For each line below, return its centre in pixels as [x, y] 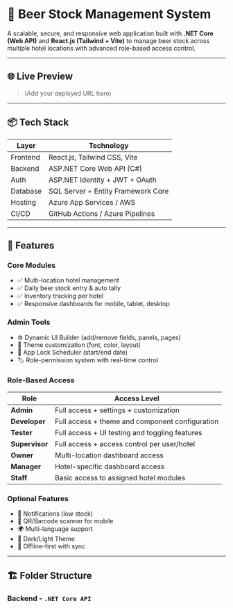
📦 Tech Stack [38, 123]
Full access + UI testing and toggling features [129, 432]
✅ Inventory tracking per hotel [60, 296]
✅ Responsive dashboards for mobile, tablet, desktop [93, 304]
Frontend [25, 157]
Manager [26, 466]
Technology [109, 145]
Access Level [137, 398]
